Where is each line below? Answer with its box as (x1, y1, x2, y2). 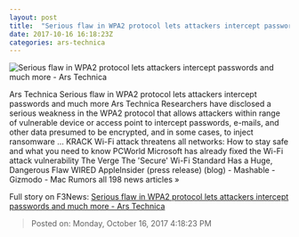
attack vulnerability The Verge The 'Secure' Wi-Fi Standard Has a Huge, (9, 155, 273, 166)
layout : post (9, 12, 58, 22)
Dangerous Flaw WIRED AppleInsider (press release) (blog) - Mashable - (9, 165, 276, 176)
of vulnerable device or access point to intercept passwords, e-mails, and (9, 118, 279, 128)
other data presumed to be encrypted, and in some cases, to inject (9, 127, 254, 138)
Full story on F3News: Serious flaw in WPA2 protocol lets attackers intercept (9, 192, 289, 202)
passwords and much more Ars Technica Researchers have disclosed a (9, 99, 271, 110)
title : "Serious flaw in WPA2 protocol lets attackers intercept (9, 21, 261, 30)
